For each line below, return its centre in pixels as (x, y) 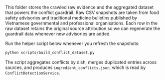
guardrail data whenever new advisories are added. (58, 34)
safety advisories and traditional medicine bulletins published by (71, 18)
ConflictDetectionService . (33, 72)
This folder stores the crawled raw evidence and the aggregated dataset (80, 7)
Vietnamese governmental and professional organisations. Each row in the (82, 23)
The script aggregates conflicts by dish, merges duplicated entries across (81, 62)
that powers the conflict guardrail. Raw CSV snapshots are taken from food (82, 12)
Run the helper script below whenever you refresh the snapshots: (72, 43)
